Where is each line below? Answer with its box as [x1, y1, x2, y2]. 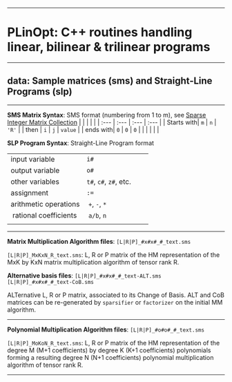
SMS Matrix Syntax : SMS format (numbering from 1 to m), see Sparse [7, 111, 206, 119]
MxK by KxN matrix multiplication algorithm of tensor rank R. [7, 258, 180, 266]
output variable [10, 165, 60, 175]
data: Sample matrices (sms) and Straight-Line [7, 75, 213, 87]
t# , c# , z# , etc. [86, 177, 131, 187]
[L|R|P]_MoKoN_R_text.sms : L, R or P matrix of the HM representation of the [7, 338, 220, 347]
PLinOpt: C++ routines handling [7, 25, 193, 40]
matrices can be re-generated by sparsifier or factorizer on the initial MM [7, 298, 223, 306]
